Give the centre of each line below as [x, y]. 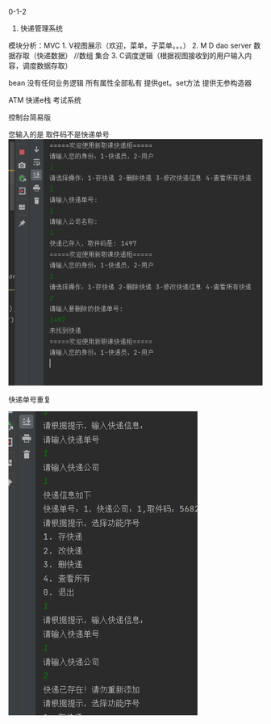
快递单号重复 [29, 400]
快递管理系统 [41, 28]
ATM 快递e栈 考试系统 [45, 100]
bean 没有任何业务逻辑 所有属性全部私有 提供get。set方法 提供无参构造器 [130, 83]
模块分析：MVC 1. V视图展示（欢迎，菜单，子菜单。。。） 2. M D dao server [130, 45]
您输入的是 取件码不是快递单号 [59, 134]
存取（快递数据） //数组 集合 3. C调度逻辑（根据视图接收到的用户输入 [130, 55]
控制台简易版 [29, 117]
